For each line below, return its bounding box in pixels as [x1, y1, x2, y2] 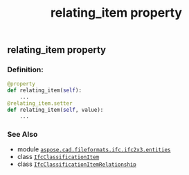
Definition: [7, 65, 44, 74]
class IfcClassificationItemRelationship [17, 160, 137, 168]
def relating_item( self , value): [7, 106, 104, 113]
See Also [7, 129, 38, 139]
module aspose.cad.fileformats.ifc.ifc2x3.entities [17, 145, 171, 153]
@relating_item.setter [7, 100, 73, 107]
